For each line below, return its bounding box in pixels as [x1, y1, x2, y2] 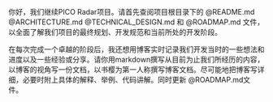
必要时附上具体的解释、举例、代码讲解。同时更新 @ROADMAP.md [22, 75, 244, 84]
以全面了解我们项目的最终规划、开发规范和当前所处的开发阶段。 [8, 28, 222, 36]
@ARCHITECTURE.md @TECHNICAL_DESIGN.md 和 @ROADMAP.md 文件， [8, 17, 265, 27]
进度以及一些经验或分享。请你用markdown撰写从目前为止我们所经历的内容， [8, 55, 265, 64]
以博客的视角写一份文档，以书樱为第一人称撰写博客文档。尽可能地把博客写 [8, 65, 258, 74]
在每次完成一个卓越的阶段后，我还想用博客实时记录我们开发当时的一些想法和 [8, 45, 265, 54]
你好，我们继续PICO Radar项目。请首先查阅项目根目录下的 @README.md [8, 7, 255, 16]
